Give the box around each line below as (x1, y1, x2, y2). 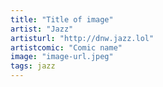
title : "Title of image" (10, 14, 114, 25)
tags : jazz (10, 61, 56, 71)
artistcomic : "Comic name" (10, 42, 123, 53)
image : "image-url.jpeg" (10, 52, 114, 62)
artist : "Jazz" (10, 24, 74, 34)
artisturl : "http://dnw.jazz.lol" (10, 33, 155, 43)
